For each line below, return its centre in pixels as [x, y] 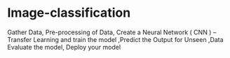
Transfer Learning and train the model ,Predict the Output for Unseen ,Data [115, 39]
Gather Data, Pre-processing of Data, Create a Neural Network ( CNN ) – [112, 32]
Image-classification [69, 13]
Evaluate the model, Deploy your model [64, 47]
